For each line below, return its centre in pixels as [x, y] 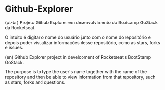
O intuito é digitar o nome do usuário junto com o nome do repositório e [78, 37]
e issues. [14, 47]
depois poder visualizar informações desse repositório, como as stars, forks [83, 42]
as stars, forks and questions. [35, 82]
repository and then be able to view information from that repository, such [80, 77]
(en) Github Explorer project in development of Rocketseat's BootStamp [78, 57]
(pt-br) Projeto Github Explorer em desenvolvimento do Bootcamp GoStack [82, 22]
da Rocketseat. [20, 27]
